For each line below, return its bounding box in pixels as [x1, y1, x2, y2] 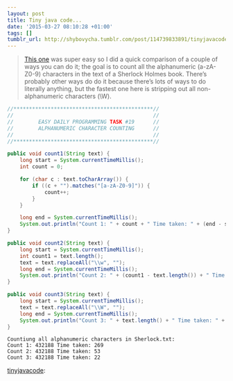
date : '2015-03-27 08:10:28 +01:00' [7, 23, 113, 30]
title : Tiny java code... [7, 17, 82, 24]
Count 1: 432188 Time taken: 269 [7, 342, 104, 349]
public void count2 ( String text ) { [7, 240, 110, 247]
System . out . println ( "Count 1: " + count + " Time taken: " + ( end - [19, 220, 222, 228]
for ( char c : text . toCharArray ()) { [19, 176, 129, 183]
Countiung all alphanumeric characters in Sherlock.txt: [7, 336, 175, 343]
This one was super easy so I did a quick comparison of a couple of [24, 55, 218, 63]
